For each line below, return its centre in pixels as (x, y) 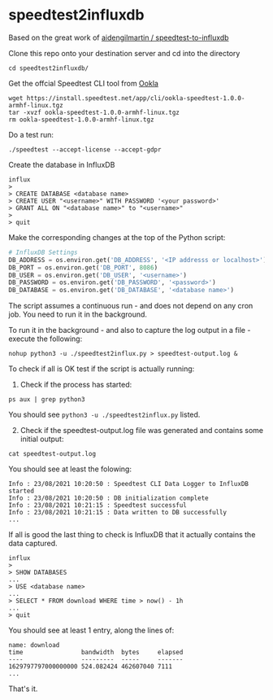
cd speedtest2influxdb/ (49, 68)
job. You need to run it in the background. (78, 314)
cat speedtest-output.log (52, 454)
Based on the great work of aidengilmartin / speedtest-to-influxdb (119, 37)
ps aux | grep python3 (47, 400)
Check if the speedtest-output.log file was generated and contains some (142, 431)
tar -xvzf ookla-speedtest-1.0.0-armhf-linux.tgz (94, 112)
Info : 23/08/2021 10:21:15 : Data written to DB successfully (118, 513)
